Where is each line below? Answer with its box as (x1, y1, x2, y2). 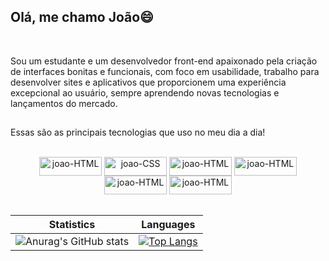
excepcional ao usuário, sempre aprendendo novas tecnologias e (10, 86, 280, 99)
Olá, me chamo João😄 (10, 9, 155, 26)
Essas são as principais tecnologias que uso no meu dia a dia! (10, 126, 266, 139)
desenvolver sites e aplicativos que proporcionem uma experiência (10, 76, 287, 88)
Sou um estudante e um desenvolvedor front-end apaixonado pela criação (10, 55, 318, 67)
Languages (141, 218, 196, 232)
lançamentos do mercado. (10, 97, 118, 109)
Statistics (48, 218, 96, 232)
